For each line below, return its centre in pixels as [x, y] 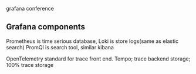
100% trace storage [30, 65]
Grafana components [46, 27]
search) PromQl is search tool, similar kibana [60, 47]
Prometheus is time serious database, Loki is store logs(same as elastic [92, 41]
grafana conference [30, 9]
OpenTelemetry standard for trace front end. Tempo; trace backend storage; [98, 59]
